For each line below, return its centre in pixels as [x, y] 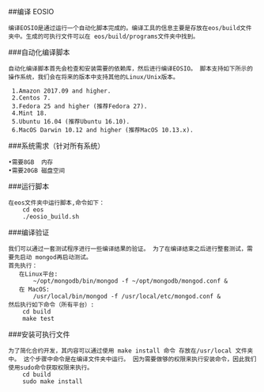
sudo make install [53, 382]
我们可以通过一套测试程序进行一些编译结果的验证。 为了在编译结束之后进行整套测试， [128, 249]
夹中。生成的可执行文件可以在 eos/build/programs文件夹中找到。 [104, 36]
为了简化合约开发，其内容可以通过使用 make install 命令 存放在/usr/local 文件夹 [131, 351]
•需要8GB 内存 [31, 162]
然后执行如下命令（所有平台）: [51, 305]
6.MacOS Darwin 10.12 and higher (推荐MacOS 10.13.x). [102, 130]
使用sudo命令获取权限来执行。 [51, 367]
